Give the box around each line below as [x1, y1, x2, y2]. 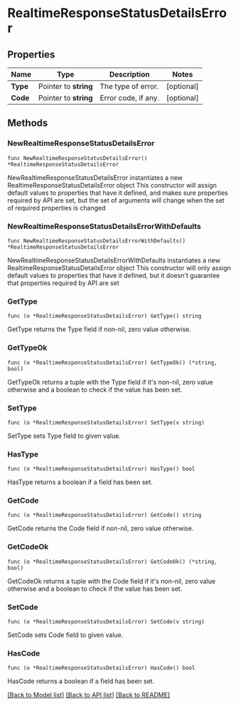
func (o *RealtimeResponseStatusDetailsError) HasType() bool [7, 466, 195, 473]
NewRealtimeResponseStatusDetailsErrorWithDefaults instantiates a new [7, 256, 221, 264]
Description [109, 70, 151, 79]
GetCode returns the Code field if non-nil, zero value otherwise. [7, 524, 194, 533]
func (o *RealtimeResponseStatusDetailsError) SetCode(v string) [7, 619, 205, 626]
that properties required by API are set [7, 279, 119, 287]
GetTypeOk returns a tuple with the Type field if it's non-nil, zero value [7, 378, 213, 386]
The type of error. [99, 82, 159, 91]
